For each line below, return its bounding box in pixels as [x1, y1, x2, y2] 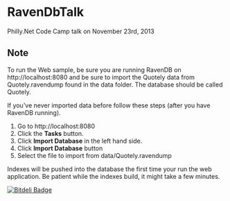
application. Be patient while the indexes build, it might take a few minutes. [7, 172, 220, 180]
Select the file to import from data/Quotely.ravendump [17, 151, 172, 159]
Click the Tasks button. [17, 129, 85, 137]
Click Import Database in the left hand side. [17, 137, 143, 145]
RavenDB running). [7, 108, 61, 116]
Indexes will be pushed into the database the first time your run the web [7, 164, 213, 173]
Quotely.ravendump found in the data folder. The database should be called [7, 80, 223, 89]
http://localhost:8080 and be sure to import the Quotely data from [7, 73, 195, 81]
